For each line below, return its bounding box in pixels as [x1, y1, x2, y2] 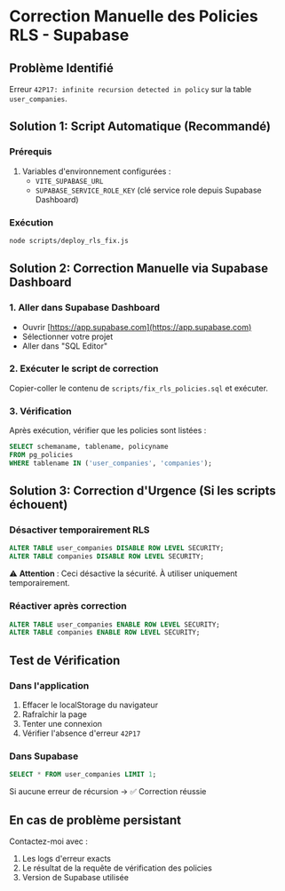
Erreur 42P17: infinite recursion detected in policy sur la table [9, 84, 252, 94]
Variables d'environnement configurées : [21, 166, 171, 177]
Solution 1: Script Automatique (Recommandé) [9, 119, 271, 134]
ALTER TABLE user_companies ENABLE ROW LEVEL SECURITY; [9, 619, 220, 629]
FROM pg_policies [9, 451, 74, 460]
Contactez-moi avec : [9, 836, 89, 847]
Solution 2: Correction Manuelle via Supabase [9, 261, 269, 276]
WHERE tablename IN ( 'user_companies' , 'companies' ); [9, 459, 213, 468]
